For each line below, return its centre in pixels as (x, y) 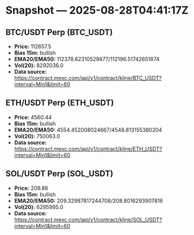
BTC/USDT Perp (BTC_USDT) (59, 32)
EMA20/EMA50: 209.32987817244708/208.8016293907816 (88, 201)
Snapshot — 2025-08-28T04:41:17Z (97, 10)
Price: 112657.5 (33, 46)
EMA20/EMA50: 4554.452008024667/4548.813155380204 (88, 130)
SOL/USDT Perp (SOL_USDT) (59, 174)
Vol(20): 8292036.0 (39, 65)
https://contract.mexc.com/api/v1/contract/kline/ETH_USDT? (88, 148)
